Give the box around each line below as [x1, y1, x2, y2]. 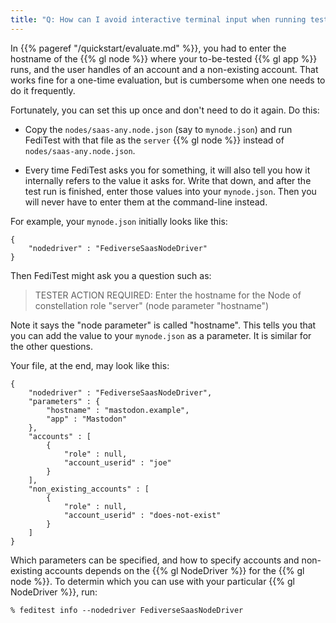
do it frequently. [10, 84, 76, 96]
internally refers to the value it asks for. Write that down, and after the [24, 174, 312, 186]
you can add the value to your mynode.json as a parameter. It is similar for [10, 329, 312, 341]
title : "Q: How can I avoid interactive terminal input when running [10, 14, 307, 25]
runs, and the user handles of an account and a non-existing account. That [10, 63, 319, 75]
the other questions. [10, 340, 94, 352]
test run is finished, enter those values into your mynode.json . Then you [24, 185, 317, 197]
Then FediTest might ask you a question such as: [10, 269, 212, 281]
